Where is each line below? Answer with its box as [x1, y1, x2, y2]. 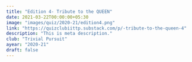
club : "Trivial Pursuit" [6, 36, 68, 42]
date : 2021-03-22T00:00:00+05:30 [6, 14, 89, 20]
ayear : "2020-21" [6, 42, 49, 48]
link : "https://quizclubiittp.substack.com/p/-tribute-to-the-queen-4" [6, 25, 187, 31]
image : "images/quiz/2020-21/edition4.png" [6, 19, 116, 25]
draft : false [6, 47, 39, 53]
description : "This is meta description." [6, 31, 113, 37]
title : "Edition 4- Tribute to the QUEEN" [6, 8, 113, 15]
